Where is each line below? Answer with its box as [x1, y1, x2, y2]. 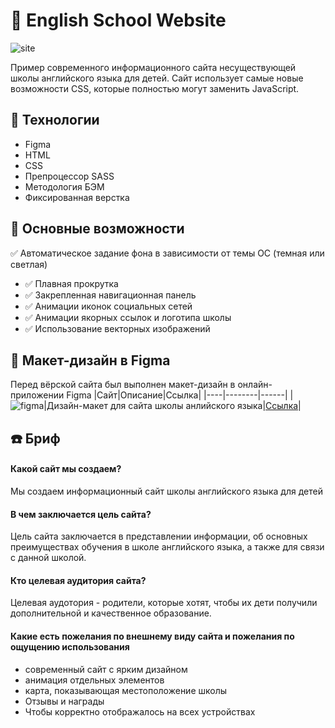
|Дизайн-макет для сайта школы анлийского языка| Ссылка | [43, 400, 302, 412]
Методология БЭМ [24, 180, 105, 193]
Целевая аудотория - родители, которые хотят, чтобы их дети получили [10, 597, 318, 609]
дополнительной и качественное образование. [10, 607, 212, 619]
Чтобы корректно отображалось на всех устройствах [24, 705, 256, 718]
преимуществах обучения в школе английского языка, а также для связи [10, 541, 325, 553]
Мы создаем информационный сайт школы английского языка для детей [10, 485, 323, 497]
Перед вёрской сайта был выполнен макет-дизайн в [10, 379, 236, 391]
